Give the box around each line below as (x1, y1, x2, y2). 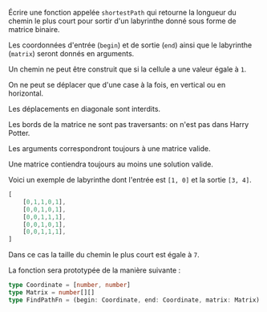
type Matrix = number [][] (8, 289, 95, 297)
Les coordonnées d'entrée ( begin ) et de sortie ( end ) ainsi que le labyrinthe (8, 40, 253, 50)
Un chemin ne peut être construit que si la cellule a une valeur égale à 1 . (8, 64, 247, 74)
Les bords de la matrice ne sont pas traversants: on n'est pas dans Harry (8, 120, 249, 129)
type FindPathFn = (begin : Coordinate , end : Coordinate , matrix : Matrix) (8, 296, 261, 304)
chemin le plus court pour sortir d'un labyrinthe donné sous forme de (8, 16, 237, 26)
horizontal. (8, 88, 44, 98)
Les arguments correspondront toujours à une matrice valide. (8, 144, 211, 153)
